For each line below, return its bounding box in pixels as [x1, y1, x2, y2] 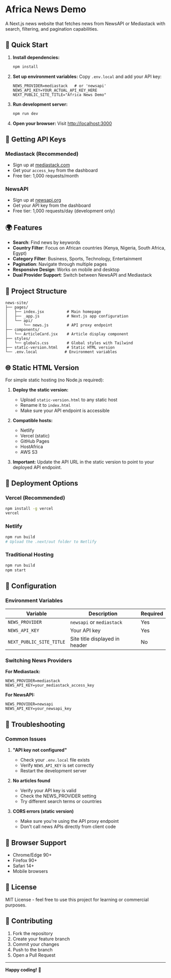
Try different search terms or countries [20, 798, 102, 804]
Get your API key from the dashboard [12, 203, 91, 209]
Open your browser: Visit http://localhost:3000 [12, 120, 112, 126]
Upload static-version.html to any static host [20, 397, 118, 403]
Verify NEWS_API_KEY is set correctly [20, 762, 94, 769]
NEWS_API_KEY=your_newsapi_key [5, 706, 72, 712]
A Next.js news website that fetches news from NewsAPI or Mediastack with [5, 20, 165, 27]
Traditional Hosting [5, 551, 54, 558]
